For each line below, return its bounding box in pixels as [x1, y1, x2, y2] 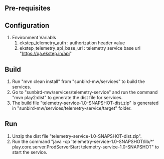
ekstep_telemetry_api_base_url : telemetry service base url [19, 45, 141, 51]
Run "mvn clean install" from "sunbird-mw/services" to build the [12, 78, 145, 85]
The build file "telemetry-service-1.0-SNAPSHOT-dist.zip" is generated [12, 100, 159, 106]
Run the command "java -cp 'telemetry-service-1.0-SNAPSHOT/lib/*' [12, 138, 154, 144]
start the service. [12, 149, 48, 155]
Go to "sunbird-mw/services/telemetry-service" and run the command [12, 89, 158, 95]
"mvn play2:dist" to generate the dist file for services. [12, 95, 123, 101]
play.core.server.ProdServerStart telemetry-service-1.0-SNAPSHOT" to [12, 143, 159, 150]
